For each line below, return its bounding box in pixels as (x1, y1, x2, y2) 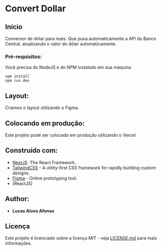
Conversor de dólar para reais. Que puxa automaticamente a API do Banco (5, 36, 157, 41)
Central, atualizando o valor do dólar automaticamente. (5, 41, 117, 47)
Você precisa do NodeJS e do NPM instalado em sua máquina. (5, 65, 132, 71)
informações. (5, 240, 32, 247)
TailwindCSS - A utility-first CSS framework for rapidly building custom (12, 165, 156, 171)
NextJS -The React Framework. (12, 159, 76, 165)
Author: (5, 195, 30, 203)
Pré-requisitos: (5, 53, 42, 60)
